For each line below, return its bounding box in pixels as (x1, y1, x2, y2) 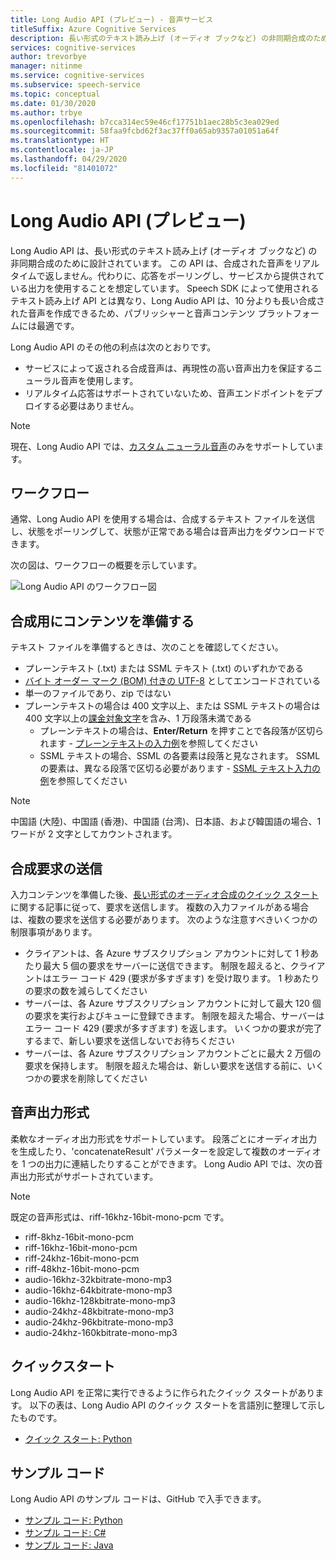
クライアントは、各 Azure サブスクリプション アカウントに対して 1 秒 (24, 947, 311, 959)
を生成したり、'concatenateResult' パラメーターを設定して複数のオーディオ (10, 1145, 322, 1157)
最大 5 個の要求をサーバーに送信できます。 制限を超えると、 (42, 960, 291, 971)
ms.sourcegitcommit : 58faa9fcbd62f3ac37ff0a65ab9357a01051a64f (10, 126, 280, 136)
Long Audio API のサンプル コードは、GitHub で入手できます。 (10, 1493, 267, 1505)
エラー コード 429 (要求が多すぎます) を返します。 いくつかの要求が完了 (24, 1022, 323, 1034)
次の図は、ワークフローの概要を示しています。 (10, 559, 203, 571)
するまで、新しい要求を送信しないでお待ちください (24, 1035, 235, 1046)
